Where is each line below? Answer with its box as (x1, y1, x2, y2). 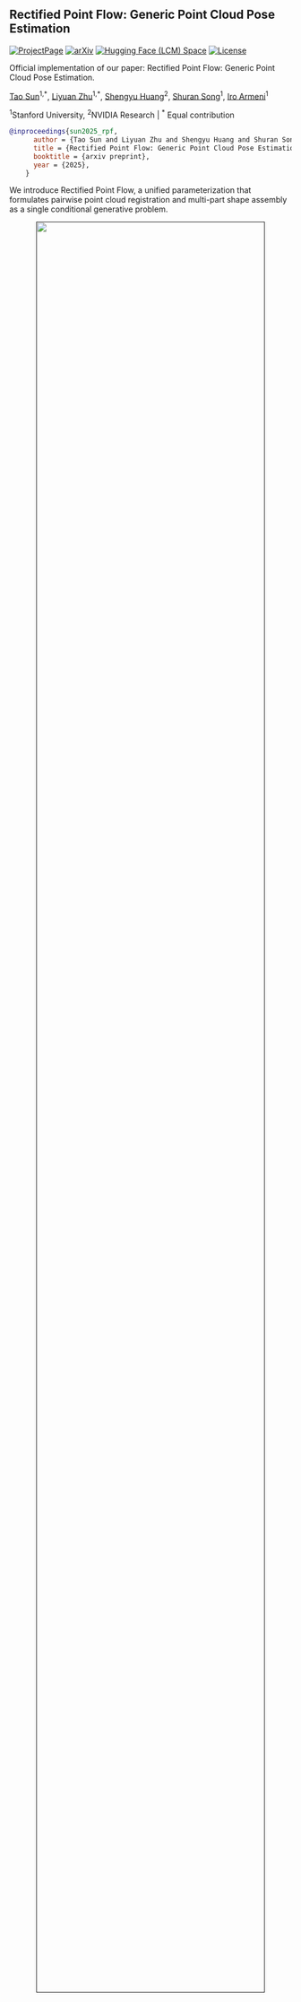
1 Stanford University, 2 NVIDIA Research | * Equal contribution (9, 108, 235, 120)
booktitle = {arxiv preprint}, (32, 152, 150, 161)
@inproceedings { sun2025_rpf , (9, 127, 118, 136)
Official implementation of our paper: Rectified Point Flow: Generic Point (9, 62, 276, 73)
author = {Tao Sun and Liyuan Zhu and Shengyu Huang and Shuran (32, 135, 279, 144)
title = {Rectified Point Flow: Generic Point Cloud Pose (32, 144, 254, 152)
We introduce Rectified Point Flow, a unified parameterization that (9, 185, 252, 196)
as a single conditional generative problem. (9, 204, 168, 214)
